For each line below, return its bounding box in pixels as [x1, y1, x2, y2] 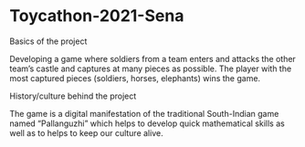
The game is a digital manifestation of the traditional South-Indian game [9, 108, 279, 119]
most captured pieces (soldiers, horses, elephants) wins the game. [9, 72, 261, 83]
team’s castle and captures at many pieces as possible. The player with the [9, 63, 292, 74]
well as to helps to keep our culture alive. [9, 127, 163, 138]
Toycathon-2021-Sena [9, 5, 184, 26]
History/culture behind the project [9, 90, 137, 101]
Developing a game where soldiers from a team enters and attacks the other [9, 53, 297, 64]
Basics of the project [9, 36, 88, 47]
